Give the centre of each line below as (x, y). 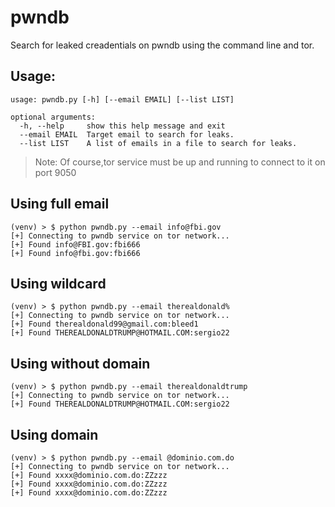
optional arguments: (53, 117)
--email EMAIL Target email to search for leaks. (127, 134)
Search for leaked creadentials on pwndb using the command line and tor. (162, 45)
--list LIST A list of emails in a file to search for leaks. (158, 143)
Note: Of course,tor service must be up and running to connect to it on (180, 162)
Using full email (60, 204)
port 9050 (55, 172)
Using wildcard (58, 283)
